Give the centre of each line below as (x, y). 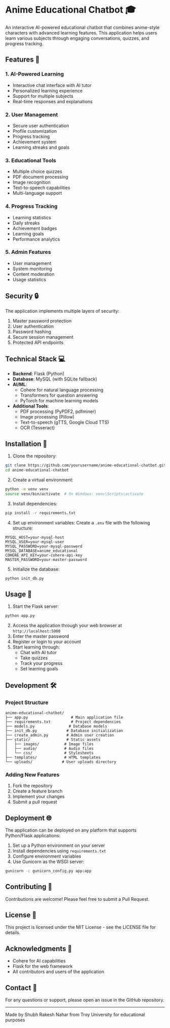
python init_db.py (25, 578)
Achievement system (34, 142)
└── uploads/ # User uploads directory (61, 762)
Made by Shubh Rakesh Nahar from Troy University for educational (75, 1015)
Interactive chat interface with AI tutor (52, 85)
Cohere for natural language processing (62, 390)
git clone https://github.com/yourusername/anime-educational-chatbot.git (86, 465)
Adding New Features (32, 775)
